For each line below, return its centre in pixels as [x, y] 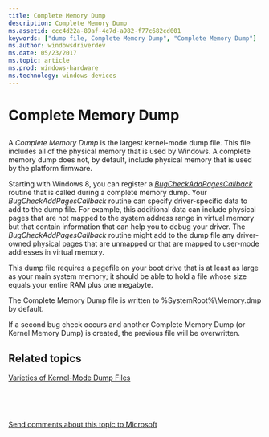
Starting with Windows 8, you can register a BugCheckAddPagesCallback [130, 184]
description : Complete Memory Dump [68, 23]
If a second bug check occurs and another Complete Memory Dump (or [127, 325]
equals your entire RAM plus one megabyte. [81, 285]
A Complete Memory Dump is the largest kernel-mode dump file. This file [129, 143]
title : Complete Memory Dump [57, 16]
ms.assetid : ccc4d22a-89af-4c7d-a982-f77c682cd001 [95, 31]
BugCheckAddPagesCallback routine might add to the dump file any [122, 235]
